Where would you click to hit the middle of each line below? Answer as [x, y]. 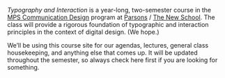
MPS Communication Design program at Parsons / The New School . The [111, 17]
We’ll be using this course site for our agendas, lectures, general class [108, 45]
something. [23, 67]
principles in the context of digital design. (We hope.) [83, 32]
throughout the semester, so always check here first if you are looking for [113, 60]
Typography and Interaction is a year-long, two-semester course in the [109, 10]
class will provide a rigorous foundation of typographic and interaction [108, 25]
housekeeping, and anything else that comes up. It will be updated [103, 52]
